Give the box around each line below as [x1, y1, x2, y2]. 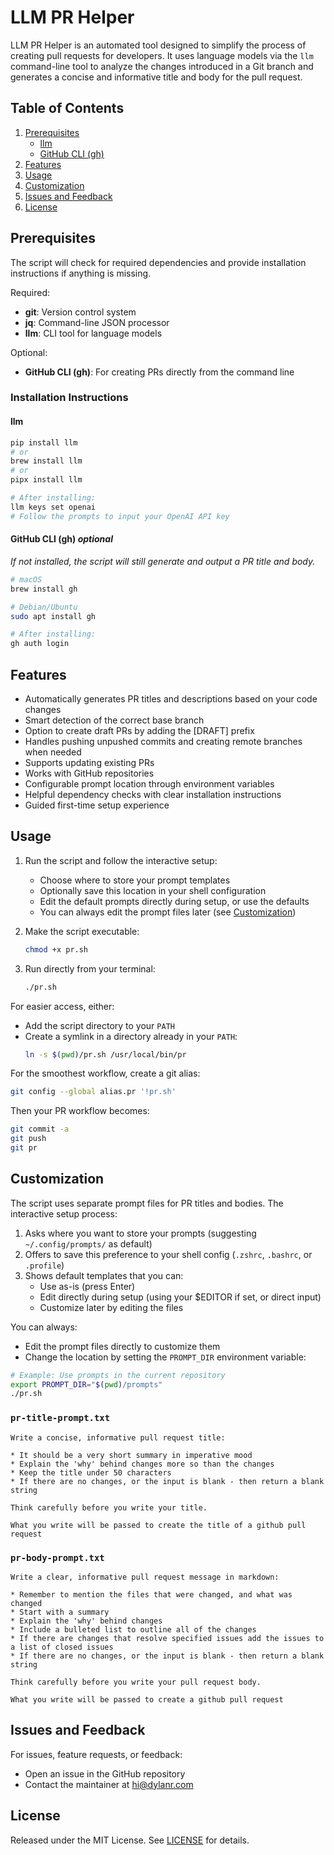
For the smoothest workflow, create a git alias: [10, 1067, 201, 1080]
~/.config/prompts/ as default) [24, 1237, 153, 1250]
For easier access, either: [10, 1000, 115, 1012]
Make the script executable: [24, 925, 140, 937]
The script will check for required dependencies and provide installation [10, 256, 307, 268]
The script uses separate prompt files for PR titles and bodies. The [10, 1197, 284, 1209]
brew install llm [10, 456, 83, 466]
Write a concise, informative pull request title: [10, 1432, 226, 1443]
